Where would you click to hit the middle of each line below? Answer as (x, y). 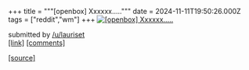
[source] (22, 58)
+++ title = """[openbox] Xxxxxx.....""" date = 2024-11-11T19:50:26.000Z (125, 11)
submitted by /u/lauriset (47, 35)
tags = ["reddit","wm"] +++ (52, 19)
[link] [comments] (37, 43)
